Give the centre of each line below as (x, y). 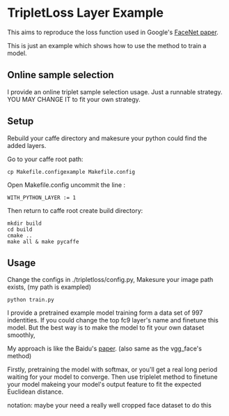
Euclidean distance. (35, 392)
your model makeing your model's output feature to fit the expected (104, 385)
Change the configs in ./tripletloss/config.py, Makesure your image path (110, 280)
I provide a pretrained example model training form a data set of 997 (105, 313)
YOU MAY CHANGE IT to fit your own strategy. (74, 99)
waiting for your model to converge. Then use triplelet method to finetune (112, 377)
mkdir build (24, 223)
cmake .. (20, 235)
